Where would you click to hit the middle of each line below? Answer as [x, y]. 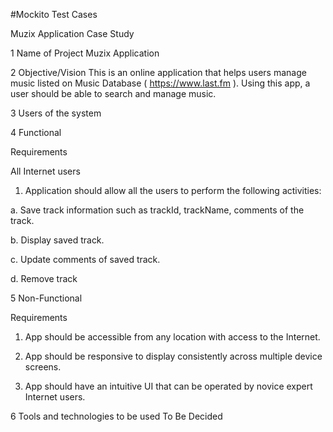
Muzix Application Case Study [72, 33]
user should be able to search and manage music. [113, 93]
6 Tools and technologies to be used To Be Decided [116, 416]
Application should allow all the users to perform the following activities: [173, 190]
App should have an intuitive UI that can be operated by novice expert [168, 386]
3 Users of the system [56, 113]
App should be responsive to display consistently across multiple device [173, 356]
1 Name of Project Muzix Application [85, 53]
